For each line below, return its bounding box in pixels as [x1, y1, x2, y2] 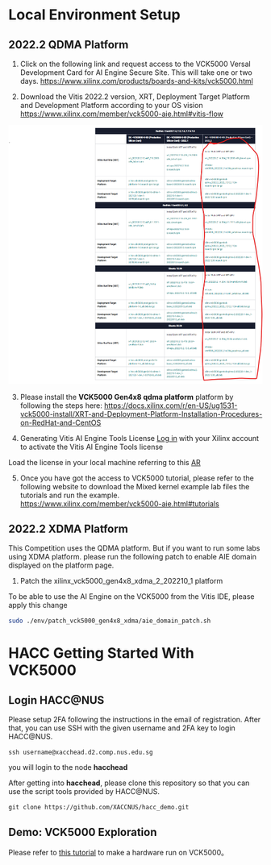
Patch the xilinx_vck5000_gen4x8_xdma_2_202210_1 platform [19, 576, 223, 586]
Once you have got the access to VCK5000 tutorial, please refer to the [19, 473, 254, 483]
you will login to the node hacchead [8, 763, 128, 772]
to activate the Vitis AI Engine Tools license [19, 442, 164, 451]
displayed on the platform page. [8, 560, 115, 570]
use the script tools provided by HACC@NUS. [8, 787, 160, 796]
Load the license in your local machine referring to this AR [8, 457, 202, 467]
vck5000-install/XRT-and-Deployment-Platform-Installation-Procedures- [19, 409, 263, 418]
